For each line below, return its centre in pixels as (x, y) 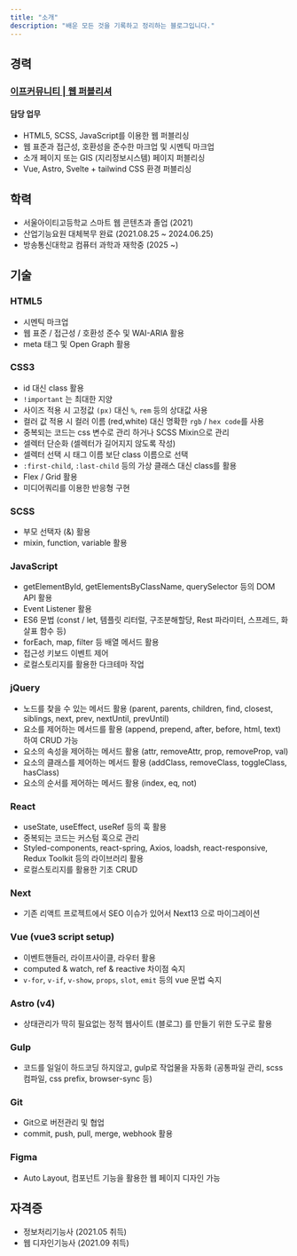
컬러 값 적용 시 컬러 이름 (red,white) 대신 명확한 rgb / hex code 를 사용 (144, 421)
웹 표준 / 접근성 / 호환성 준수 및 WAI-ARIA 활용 (104, 333)
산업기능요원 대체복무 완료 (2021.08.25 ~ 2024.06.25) (118, 233)
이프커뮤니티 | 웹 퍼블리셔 (61, 91)
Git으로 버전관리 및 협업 (63, 1123)
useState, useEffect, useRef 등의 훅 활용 (95, 827)
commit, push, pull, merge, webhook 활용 (98, 1134)
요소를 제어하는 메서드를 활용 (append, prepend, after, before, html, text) (152, 729)
